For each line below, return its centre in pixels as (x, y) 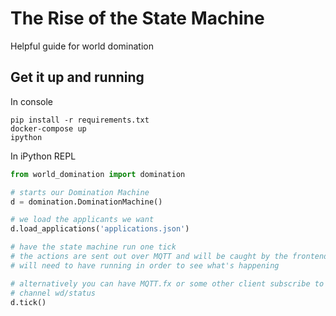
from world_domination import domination (98, 174)
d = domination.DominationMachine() (86, 202)
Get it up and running (77, 77)
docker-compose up (48, 128)
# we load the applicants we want (82, 220)
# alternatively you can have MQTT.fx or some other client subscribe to (167, 283)
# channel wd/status (53, 293)
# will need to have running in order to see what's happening (145, 265)
